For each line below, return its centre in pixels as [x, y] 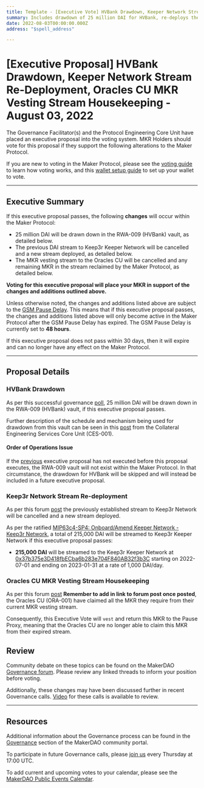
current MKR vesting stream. [42, 607]
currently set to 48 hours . [39, 329]
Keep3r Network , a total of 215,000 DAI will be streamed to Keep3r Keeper [99, 534]
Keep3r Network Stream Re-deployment [67, 496]
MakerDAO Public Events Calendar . [50, 779]
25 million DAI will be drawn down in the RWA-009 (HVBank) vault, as [102, 234]
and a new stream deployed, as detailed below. [74, 254]
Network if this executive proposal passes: [60, 541]
